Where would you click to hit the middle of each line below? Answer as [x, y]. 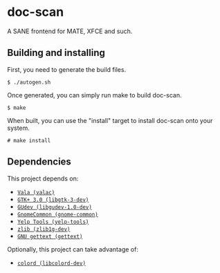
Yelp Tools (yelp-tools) [53, 222]
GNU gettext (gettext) [50, 236]
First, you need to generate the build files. [67, 69]
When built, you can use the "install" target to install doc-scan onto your [110, 120]
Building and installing [56, 53]
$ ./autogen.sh [29, 82]
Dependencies [39, 162]
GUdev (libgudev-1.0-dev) [54, 207]
